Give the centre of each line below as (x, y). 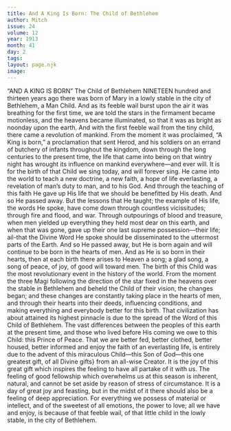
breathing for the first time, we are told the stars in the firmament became (111, 113)
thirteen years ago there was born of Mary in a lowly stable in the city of (109, 98)
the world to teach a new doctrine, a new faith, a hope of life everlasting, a (112, 178)
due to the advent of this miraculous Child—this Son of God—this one (106, 354)
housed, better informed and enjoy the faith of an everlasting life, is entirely (114, 347)
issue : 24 (21, 26)
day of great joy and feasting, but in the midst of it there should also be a (110, 390)
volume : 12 (23, 33)
